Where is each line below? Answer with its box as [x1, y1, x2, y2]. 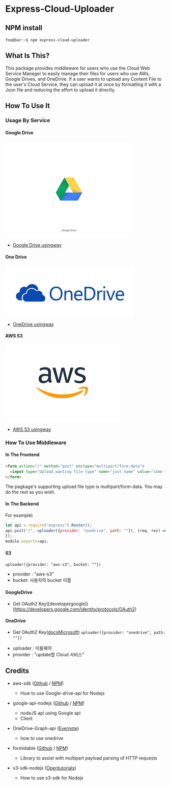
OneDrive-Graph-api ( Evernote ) [12, 725, 79, 731]
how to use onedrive [20, 735, 64, 741]
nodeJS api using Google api [20, 710, 81, 716]
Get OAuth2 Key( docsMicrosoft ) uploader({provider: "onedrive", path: [12, 629, 165, 635]
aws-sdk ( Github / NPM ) [12, 680, 64, 686]
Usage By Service [5, 117, 50, 124]
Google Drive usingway [12, 242, 62, 248]
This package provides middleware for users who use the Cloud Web [5, 65, 150, 71]
